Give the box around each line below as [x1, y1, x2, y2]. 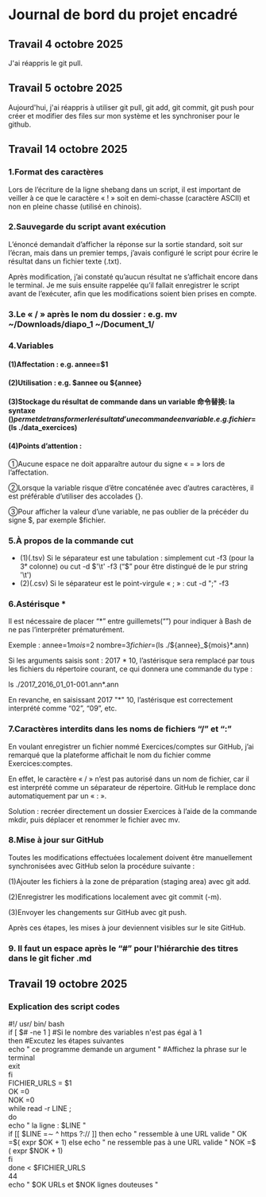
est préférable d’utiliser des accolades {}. [8, 491, 144, 501]
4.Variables [8, 340, 54, 351]
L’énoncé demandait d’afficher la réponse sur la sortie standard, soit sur [8, 239, 244, 248]
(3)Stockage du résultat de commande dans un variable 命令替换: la [8, 397, 236, 407]
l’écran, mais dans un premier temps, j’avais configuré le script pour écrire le [8, 248, 259, 257]
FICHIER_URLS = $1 [8, 1078, 72, 1088]
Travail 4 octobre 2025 [8, 37, 124, 51]
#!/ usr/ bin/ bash [8, 1019, 65, 1029]
